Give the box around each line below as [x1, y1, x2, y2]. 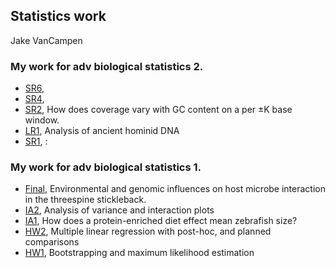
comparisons [24, 236, 80, 248]
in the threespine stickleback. [24, 194, 147, 206]
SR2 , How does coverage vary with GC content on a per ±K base [24, 104, 293, 116]
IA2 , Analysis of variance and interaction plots [24, 204, 215, 216]
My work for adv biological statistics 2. [10, 59, 204, 73]
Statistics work [10, 8, 107, 25]
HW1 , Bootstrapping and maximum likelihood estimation [24, 247, 255, 259]
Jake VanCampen [10, 34, 83, 46]
